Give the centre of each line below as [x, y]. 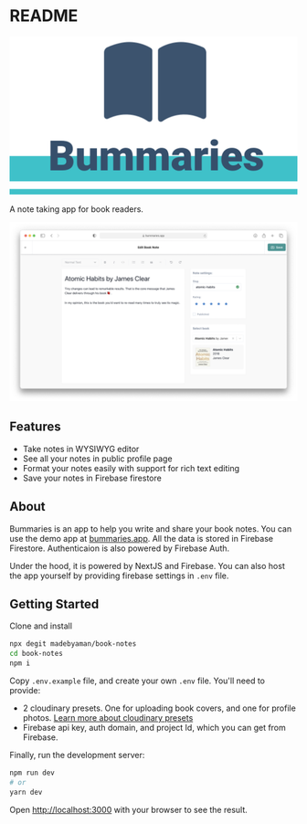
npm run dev [32, 773]
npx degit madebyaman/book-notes [73, 644]
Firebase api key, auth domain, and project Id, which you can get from [154, 728]
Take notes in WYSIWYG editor [81, 449]
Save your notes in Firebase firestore [92, 478]
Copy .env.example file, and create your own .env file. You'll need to [137, 681]
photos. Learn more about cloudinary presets [108, 718]
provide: [25, 691]
